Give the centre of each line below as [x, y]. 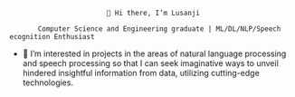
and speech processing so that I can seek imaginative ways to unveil [150, 63]
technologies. [48, 82]
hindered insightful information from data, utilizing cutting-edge [141, 73]
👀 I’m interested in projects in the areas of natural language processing [154, 53]
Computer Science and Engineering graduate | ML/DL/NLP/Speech [159, 29]
